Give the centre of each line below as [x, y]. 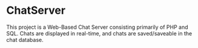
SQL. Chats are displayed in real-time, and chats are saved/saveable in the [99, 33]
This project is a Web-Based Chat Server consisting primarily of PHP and [97, 27]
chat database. [25, 40]
